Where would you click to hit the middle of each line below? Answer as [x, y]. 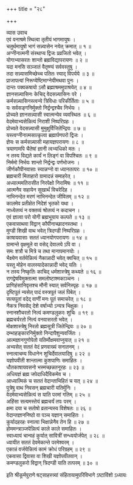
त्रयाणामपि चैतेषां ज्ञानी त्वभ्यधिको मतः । [43, 149]
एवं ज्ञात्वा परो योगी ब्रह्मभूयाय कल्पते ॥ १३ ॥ [48, 217]
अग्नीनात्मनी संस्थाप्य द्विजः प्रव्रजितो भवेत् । [46, 53]
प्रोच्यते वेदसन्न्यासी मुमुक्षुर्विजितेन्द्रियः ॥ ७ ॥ [46, 128]
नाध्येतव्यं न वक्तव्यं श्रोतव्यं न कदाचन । [43, 210]
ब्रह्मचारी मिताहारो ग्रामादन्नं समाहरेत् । [41, 176]
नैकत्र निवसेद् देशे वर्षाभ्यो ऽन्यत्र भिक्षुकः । [45, 306]
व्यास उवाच [17, 32]
